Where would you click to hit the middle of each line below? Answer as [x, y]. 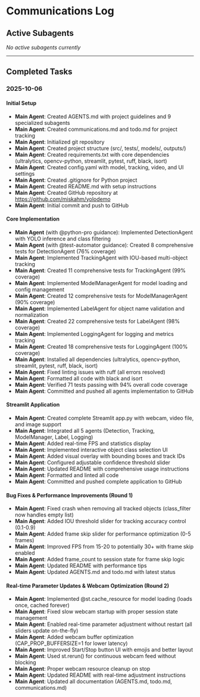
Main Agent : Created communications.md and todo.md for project [96, 129]
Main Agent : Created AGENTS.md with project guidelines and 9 [93, 116]
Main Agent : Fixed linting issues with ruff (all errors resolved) [90, 372]
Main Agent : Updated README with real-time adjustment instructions [100, 675]
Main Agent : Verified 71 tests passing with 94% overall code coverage [101, 384]
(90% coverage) [35, 302]
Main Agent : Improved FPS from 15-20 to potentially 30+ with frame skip [104, 547]
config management [39, 289]
